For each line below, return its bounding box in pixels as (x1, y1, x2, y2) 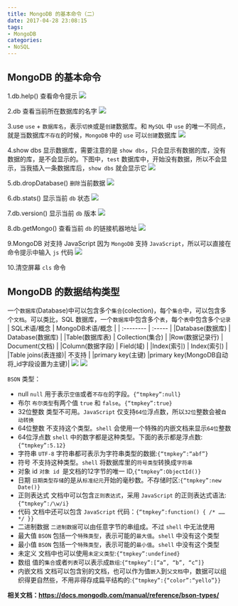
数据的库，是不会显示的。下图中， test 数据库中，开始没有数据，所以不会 (7, 154, 222, 163)
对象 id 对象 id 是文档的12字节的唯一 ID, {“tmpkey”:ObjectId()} (17, 467, 201, 475)
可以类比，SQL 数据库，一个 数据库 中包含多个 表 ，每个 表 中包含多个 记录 (30, 315, 231, 323)
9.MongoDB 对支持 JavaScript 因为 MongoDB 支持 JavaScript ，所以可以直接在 (7, 239, 232, 247)
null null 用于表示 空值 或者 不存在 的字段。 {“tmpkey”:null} (17, 389, 181, 398)
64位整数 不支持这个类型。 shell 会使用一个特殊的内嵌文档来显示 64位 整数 (17, 423, 232, 432)
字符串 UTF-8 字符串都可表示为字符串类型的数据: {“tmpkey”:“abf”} (17, 449, 209, 458)
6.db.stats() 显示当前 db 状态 (7, 193, 90, 202)
